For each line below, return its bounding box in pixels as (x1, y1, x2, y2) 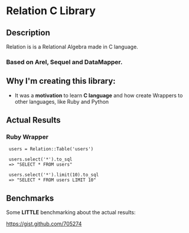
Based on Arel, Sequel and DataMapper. (6, 58, 123, 66)
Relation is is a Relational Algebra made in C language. (6, 43, 139, 50)
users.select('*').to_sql (8, 156, 73, 163)
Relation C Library (6, 4, 96, 18)
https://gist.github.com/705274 (6, 220, 82, 228)
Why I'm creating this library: (6, 76, 116, 86)
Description (6, 28, 50, 38)
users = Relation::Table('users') (8, 146, 94, 152)
